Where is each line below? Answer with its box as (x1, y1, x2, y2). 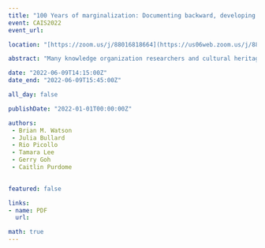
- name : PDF (8, 206, 47, 214)
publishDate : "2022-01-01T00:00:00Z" (8, 104, 132, 113)
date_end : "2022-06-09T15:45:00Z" (8, 77, 122, 85)
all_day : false (8, 91, 58, 99)
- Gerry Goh (11, 156, 51, 164)
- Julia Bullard (11, 133, 65, 142)
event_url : (8, 26, 44, 34)
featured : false (8, 185, 62, 193)
